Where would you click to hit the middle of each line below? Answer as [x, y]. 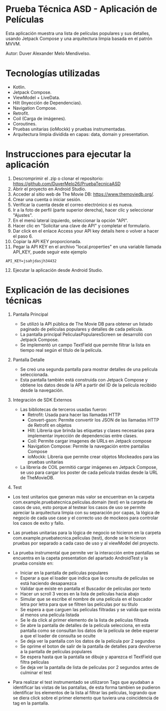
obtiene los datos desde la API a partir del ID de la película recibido [88, 385]
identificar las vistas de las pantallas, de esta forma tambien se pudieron [86, 687]
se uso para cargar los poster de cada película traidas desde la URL [89, 472]
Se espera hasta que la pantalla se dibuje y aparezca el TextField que [91, 657]
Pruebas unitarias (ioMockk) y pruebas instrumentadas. [69, 129]
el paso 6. [23, 236]
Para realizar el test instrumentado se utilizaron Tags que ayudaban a [83, 682]
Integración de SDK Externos [42, 400]
